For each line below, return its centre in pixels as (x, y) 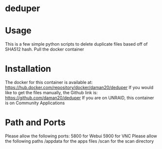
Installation (28, 69)
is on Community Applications (35, 103)
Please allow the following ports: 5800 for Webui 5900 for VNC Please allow (81, 136)
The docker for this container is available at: (49, 83)
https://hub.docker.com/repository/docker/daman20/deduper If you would (79, 87)
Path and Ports (35, 123)
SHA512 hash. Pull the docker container (45, 50)
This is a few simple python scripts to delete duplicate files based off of (76, 44)
